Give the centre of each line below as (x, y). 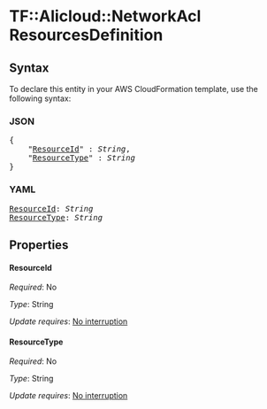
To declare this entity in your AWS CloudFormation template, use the (133, 89)
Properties (39, 245)
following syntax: (40, 98)
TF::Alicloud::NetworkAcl (105, 16)
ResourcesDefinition (86, 35)
